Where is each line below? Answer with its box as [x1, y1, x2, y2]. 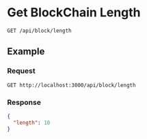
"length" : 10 [13, 119, 51, 126]
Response [7, 97, 41, 107]
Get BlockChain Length [7, 5, 142, 20]
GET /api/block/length [7, 27, 72, 34]
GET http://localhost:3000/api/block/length [7, 82, 136, 89]
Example [7, 46, 45, 57]
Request [7, 66, 36, 76]
